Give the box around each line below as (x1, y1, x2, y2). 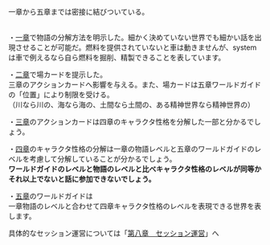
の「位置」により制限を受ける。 (8, 90, 114, 99)
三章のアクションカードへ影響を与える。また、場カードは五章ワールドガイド (8, 80, 261, 89)
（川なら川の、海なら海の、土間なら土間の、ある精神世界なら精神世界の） (8, 100, 255, 109)
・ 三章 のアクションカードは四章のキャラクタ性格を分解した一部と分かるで (8, 117, 255, 126)
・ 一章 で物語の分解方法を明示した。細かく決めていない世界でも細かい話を (8, 33, 255, 42)
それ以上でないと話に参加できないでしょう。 (8, 174, 156, 183)
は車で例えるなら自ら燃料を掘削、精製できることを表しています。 (8, 53, 226, 62)
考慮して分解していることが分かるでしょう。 (29, 154, 177, 163)
